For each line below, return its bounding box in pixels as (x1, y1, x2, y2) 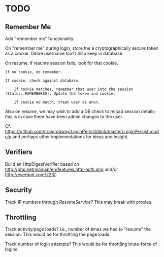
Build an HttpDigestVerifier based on (5, 161, 80, 167)
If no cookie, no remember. (5, 70, 63, 74)
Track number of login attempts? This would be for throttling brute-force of (5, 241, 157, 247)
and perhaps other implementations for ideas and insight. (12, 134, 129, 140)
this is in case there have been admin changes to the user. (5, 114, 124, 119)
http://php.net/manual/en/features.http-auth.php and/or (5, 166, 118, 172)
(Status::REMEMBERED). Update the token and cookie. (5, 91, 116, 96)
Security (5, 186, 32, 194)
